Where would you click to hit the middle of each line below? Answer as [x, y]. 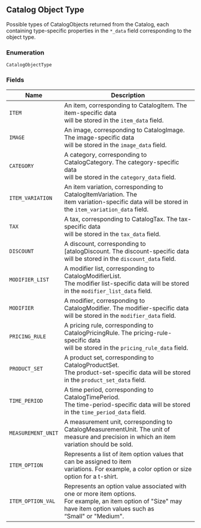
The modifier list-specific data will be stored [127, 284]
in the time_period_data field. [105, 412]
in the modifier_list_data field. [108, 291]
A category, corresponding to [105, 155]
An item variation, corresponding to [113, 187]
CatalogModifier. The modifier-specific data [126, 308]
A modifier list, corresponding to [109, 269]
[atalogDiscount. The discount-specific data [127, 251]
